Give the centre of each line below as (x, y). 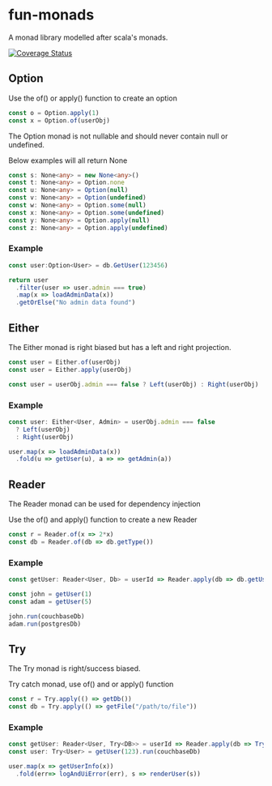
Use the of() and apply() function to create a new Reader (103, 519)
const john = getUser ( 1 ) (50, 594)
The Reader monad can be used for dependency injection (104, 504)
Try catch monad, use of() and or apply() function (91, 684)
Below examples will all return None (68, 160)
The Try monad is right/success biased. (74, 669)
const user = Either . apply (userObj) (70, 370)
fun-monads (51, 15)
